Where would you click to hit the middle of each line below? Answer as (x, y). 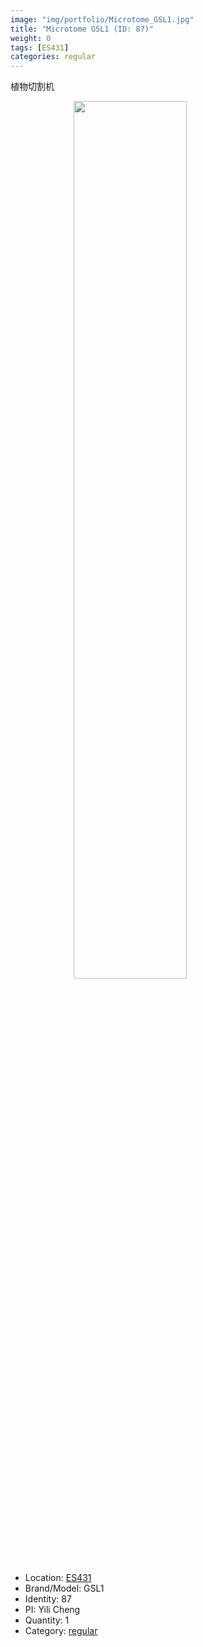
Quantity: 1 (47, 1620)
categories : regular (53, 57)
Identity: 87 (48, 1599)
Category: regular (61, 1631)
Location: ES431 (58, 1578)
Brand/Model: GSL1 (64, 1588)
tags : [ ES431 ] (40, 47)
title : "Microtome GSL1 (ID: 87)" (82, 29)
